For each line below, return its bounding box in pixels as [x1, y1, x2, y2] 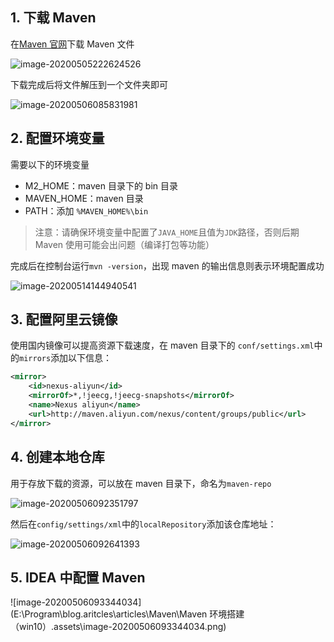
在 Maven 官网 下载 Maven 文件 [10, 38, 135, 50]
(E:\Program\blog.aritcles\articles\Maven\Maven [10, 608, 208, 620]
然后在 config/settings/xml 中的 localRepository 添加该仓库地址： [10, 518, 277, 530]
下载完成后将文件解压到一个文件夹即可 [10, 78, 168, 90]
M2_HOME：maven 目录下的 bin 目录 [24, 179, 179, 192]
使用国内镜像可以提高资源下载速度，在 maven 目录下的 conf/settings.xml [10, 339, 315, 352]
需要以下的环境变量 [10, 158, 90, 170]
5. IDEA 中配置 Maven [10, 569, 146, 586]
